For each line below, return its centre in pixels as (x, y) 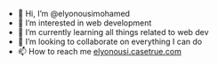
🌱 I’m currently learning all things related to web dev (113, 32)
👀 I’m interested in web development (85, 23)
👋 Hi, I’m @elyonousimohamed (74, 14)
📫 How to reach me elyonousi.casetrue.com (100, 51)
